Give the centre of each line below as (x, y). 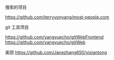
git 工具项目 (17, 27)
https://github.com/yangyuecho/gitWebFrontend (54, 37)
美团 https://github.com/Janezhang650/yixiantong (56, 52)
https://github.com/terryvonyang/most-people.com (57, 17)
